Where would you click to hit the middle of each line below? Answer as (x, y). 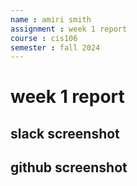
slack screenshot (65, 133)
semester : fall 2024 (55, 47)
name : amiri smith (51, 19)
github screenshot (69, 167)
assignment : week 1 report (69, 29)
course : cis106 (44, 38)
